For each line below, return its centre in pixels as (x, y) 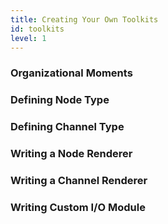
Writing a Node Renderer (71, 154)
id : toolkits (37, 29)
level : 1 (28, 38)
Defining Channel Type (67, 127)
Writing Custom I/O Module (78, 207)
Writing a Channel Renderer (79, 180)
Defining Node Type (60, 100)
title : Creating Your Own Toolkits (84, 19)
